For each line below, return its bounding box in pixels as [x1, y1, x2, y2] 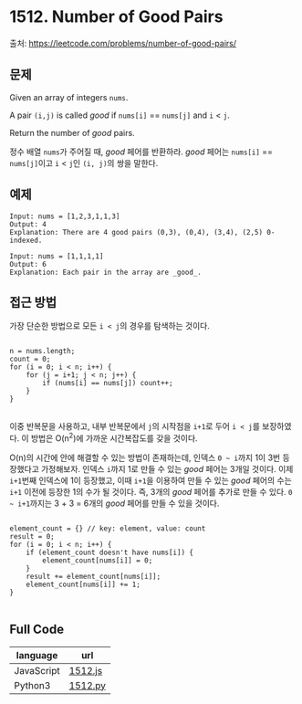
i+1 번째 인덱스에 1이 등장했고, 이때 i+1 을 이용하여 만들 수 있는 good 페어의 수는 [9, 475, 292, 486]
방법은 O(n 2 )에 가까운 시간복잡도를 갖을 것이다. [30, 431, 198, 444]
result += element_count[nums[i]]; [26, 573, 161, 582]
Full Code [9, 622, 65, 637]
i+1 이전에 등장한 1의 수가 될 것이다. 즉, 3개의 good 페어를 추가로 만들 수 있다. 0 [9, 487, 293, 498]
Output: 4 [9, 219, 47, 229]
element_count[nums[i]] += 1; [26, 580, 141, 590]
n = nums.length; [9, 347, 76, 356]
